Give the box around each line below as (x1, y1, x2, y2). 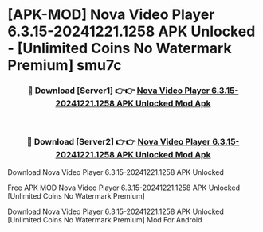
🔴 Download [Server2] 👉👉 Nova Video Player (26, 137, 211, 148)
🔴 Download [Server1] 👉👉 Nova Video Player (27, 85, 210, 96)
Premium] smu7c (7, 56, 122, 75)
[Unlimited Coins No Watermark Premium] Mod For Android (7, 215, 202, 224)
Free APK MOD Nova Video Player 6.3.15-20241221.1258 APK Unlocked (7, 183, 241, 192)
